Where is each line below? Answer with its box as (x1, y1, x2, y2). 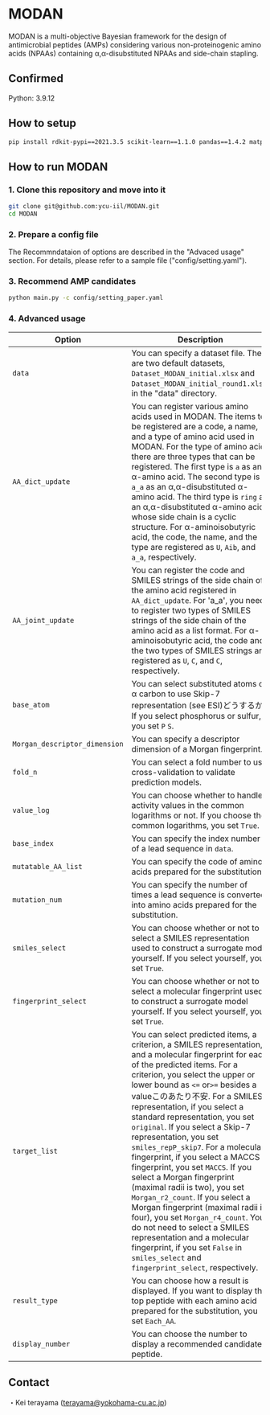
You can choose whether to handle (131, 790, 263, 801)
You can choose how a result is (131, 1275, 249, 1286)
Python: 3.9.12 (8, 93, 55, 103)
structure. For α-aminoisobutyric (131, 521, 256, 532)
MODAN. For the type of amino (131, 441, 247, 452)
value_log (12, 806, 50, 814)
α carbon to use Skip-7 (131, 688, 221, 699)
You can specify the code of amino (131, 855, 264, 867)
